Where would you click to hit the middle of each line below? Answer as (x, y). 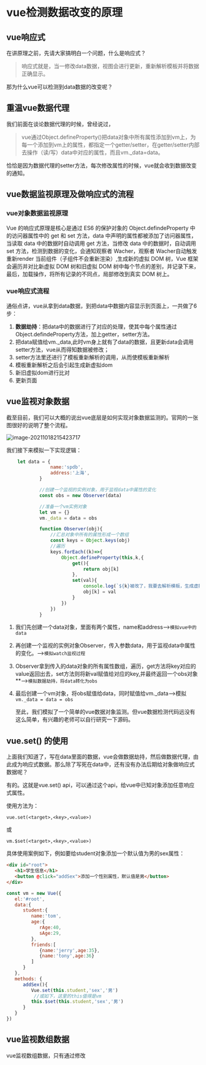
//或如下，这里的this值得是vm (67, 996)
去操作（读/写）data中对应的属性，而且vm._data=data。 (92, 152)
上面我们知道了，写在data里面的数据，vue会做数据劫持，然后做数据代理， (100, 757)
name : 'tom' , (46, 916)
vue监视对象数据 (38, 402)
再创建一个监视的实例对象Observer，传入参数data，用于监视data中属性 (105, 646)
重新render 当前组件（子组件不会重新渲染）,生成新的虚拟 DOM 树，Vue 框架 (102, 258)
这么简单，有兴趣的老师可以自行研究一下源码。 (74, 719)
